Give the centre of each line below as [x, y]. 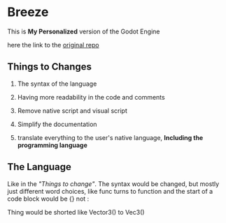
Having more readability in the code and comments [91, 97]
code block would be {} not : [48, 199]
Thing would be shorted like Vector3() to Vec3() [76, 212]
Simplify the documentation [57, 124]
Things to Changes [50, 67]
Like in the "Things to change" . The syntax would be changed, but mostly [113, 184]
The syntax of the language [57, 84]
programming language [52, 145]
